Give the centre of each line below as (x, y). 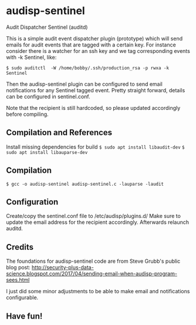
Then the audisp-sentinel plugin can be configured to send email (84, 84)
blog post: (18, 267)
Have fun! (24, 316)
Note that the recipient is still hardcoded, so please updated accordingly (93, 108)
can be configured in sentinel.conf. (48, 96)
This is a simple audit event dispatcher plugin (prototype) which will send (94, 38)
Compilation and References (59, 133)
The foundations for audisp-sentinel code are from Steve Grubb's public (93, 261)
